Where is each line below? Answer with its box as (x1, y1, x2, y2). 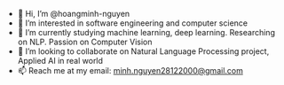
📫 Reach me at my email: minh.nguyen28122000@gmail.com (17, 66, 244, 75)
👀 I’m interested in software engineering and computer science (17, 18, 248, 28)
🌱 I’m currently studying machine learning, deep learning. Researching (17, 27, 275, 37)
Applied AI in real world (17, 56, 104, 66)
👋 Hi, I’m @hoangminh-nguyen (17, 9, 130, 19)
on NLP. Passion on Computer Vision (17, 36, 153, 47)
